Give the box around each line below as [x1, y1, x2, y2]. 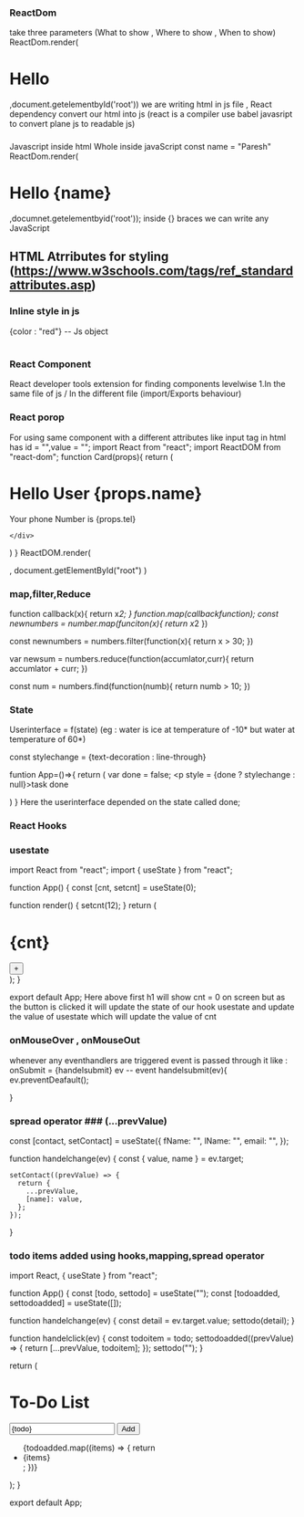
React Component [9, 358, 91, 371]
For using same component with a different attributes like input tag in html [9, 432, 287, 443]
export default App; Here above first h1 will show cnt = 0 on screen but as [9, 992, 286, 1003]
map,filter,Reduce [9, 587, 91, 600]
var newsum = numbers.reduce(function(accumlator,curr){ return [9, 653, 255, 664]
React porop [9, 411, 66, 424]
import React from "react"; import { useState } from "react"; [9, 864, 234, 875]
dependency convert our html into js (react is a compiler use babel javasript [9, 109, 293, 120]
